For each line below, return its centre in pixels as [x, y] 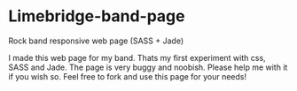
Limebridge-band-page [97, 16]
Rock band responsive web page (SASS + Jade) [96, 41]
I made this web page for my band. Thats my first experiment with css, [137, 57]
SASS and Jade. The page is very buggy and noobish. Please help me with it [148, 67]
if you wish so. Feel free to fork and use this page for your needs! [128, 76]
